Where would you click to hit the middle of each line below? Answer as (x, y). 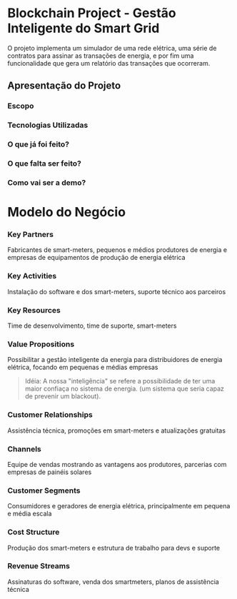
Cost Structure (34, 532)
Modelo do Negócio (67, 212)
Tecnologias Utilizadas (48, 125)
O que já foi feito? (39, 144)
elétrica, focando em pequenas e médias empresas (83, 367)
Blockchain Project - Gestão (92, 13)
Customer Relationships (50, 415)
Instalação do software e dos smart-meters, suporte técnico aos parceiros (117, 291)
